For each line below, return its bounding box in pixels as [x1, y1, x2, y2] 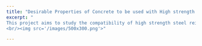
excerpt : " [6, 14, 34, 20]
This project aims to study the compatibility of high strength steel [6, 20, 187, 26]
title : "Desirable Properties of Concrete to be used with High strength [6, 8, 195, 15]
